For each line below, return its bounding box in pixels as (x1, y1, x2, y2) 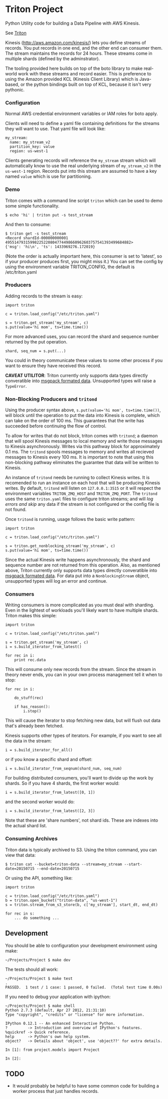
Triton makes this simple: (5, 613, 57, 619)
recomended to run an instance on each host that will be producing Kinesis (5, 480, 160, 486)
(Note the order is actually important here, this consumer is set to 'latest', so (5, 253, 162, 259)
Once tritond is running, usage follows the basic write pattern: (5, 516, 135, 522)
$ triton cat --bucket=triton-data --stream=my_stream (5, 861, 122, 867)
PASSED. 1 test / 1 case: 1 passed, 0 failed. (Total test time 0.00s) (5, 984, 163, 990)
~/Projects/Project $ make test (5, 976, 73, 981)
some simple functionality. (5, 202, 60, 209)
